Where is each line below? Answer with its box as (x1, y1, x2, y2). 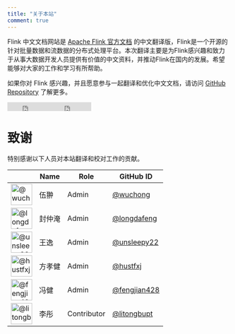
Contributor (67, 309, 106, 318)
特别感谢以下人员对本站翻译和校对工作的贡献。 (7, 155, 143, 163)
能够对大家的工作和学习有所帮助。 (7, 64, 107, 72)
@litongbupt (112, 309, 153, 318)
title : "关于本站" (7, 10, 58, 18)
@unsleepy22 (112, 237, 159, 247)
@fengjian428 (112, 285, 160, 295)
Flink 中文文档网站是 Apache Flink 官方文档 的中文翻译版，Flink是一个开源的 (7, 37, 228, 46)
